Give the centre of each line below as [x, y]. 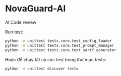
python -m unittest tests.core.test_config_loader [59, 41]
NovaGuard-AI [35, 9]
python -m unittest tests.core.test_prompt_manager [60, 45]
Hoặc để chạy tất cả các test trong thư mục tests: [56, 59]
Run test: [14, 32]
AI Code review [21, 22]
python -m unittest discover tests [42, 69]
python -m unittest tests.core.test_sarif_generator [61, 50]
